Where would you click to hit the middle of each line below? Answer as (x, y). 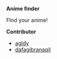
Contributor (21, 32)
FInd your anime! (27, 20)
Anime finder (23, 9)
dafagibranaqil (33, 49)
